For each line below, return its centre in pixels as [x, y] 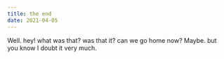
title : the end [29, 14]
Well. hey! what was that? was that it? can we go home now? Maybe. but [112, 40]
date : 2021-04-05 [33, 20]
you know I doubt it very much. [52, 48]
